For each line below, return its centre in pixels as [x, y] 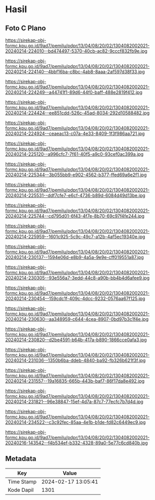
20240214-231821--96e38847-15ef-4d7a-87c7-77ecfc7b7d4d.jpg [74, 402]
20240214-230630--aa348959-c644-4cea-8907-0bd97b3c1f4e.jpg [77, 319]
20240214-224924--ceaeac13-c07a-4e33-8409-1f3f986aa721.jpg [75, 134]
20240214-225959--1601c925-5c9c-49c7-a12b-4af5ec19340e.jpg [75, 237]
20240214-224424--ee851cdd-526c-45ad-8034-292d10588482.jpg [77, 113]
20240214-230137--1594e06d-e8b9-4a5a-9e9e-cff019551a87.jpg [75, 257]
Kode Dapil [21, 490]
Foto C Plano [26, 28]
